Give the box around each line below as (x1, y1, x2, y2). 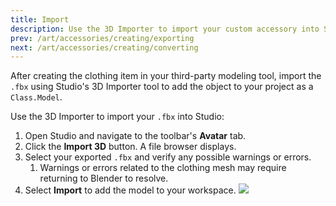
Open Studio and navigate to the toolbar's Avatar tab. (24, 130, 247, 142)
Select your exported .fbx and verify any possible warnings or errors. (24, 151, 312, 163)
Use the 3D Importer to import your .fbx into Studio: (10, 111, 225, 123)
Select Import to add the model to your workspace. (24, 184, 237, 196)
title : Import (10, 14, 70, 25)
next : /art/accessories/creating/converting (10, 42, 199, 53)
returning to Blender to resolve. (39, 172, 169, 185)
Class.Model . (10, 91, 63, 103)
